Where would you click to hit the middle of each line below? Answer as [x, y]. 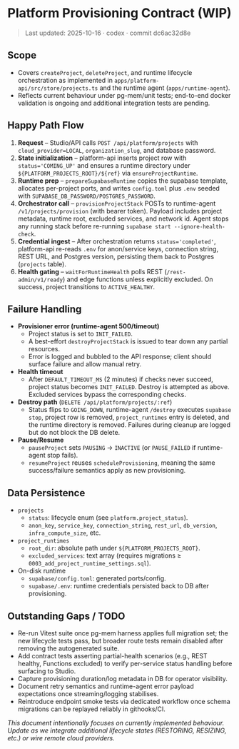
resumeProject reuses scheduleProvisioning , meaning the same [122, 463]
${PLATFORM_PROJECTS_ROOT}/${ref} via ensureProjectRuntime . [108, 173]
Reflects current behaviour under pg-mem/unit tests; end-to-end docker [124, 95]
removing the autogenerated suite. [68, 648]
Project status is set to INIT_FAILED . [81, 334]
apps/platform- [136, 81]
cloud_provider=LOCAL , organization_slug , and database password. [117, 150]
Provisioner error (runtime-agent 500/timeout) [88, 326]
